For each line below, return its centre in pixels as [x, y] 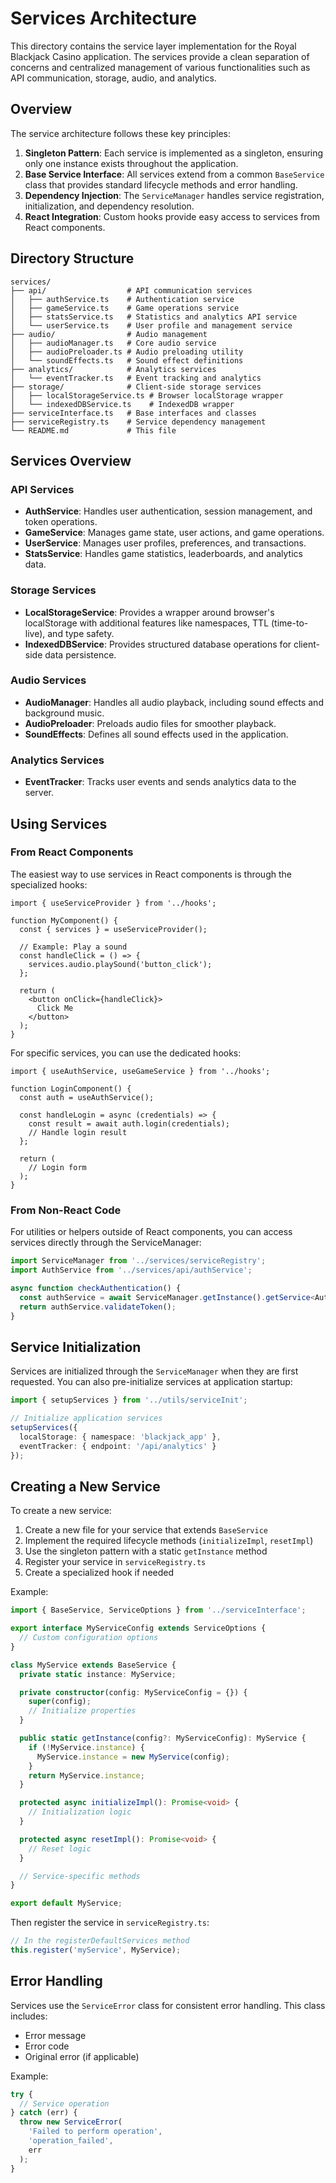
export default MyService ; [66, 1903]
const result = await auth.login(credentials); [129, 1123]
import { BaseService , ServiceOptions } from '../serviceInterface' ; [158, 1610]
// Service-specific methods [80, 1876]
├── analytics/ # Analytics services [113, 369]
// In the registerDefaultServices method [100, 1941]
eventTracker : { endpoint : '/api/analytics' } [118, 1446]
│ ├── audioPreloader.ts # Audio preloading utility [127, 352]
